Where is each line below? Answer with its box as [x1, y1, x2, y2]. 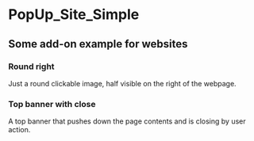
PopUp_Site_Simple [8, 6, 140, 24]
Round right [8, 61, 55, 72]
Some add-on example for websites [8, 37, 188, 51]
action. [8, 125, 31, 135]
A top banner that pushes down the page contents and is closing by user [8, 116, 246, 126]
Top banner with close [8, 98, 96, 109]
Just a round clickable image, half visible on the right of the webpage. [8, 78, 237, 88]
